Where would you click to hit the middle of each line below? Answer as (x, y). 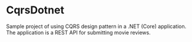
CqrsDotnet (35, 10)
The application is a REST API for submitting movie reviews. (79, 32)
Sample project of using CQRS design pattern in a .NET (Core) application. (96, 26)
